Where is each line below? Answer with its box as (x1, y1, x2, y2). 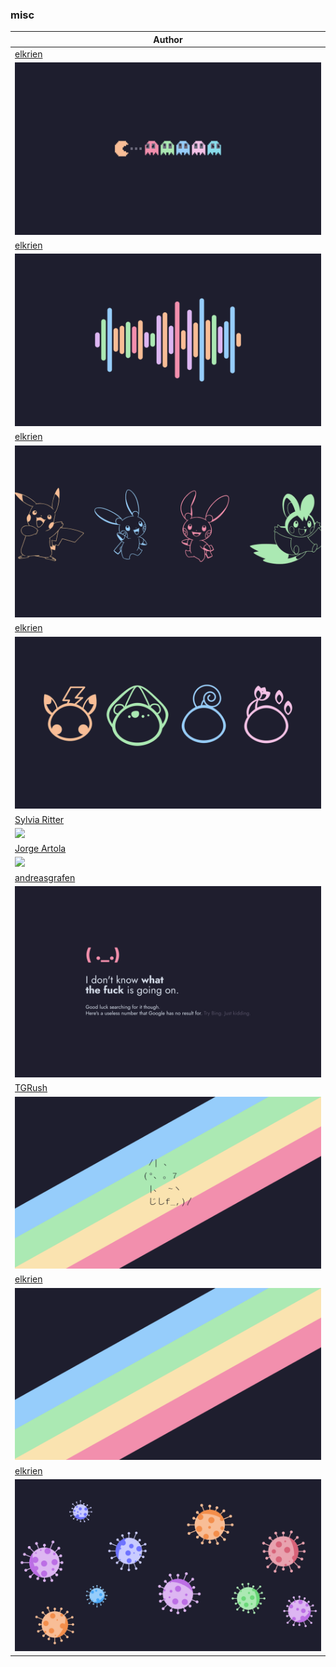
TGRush (14, 1082, 48, 1094)
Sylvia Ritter (14, 813, 65, 825)
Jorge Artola (14, 843, 67, 855)
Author (153, 33, 183, 45)
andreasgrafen (14, 871, 76, 883)
